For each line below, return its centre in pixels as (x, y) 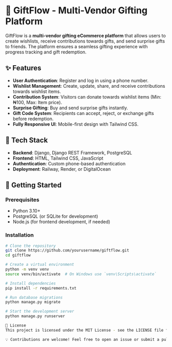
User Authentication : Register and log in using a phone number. (80, 80)
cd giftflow (18, 255)
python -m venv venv (27, 269)
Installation (20, 235)
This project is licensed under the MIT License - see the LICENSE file (84, 330)
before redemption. (33, 119)
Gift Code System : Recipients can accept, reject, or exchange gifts (83, 113)
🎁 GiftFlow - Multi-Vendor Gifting (76, 11)
